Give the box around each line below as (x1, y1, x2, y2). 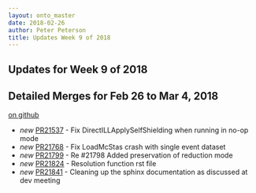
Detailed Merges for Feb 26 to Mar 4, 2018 (8, 90, 219, 103)
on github (8, 110, 39, 120)
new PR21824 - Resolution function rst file (19, 159, 157, 169)
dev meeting (19, 176, 61, 185)
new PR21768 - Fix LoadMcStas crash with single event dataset (19, 143, 226, 152)
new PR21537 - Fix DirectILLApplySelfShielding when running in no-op (19, 125, 249, 135)
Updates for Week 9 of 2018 (8, 62, 148, 76)
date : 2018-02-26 (8, 19, 65, 27)
